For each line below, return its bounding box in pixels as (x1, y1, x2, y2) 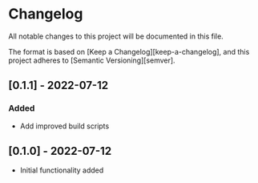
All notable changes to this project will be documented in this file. (8, 31, 224, 41)
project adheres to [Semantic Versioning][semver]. (8, 55, 175, 65)
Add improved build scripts (19, 121, 110, 131)
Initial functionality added (19, 165, 104, 175)
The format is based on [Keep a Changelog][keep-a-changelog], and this (8, 47, 250, 56)
